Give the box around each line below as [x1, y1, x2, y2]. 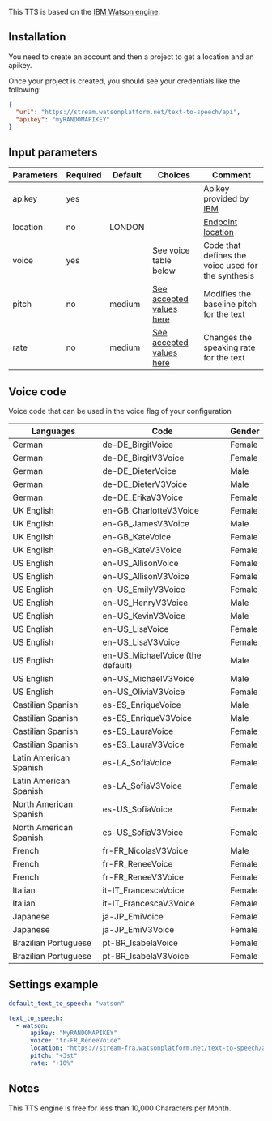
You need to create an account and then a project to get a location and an [8, 52, 254, 62]
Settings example [8, 978, 99, 991]
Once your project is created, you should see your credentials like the [8, 76, 240, 86]
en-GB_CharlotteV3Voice [102, 505, 200, 516]
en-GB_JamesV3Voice [102, 518, 190, 529]
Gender [230, 425, 260, 437]
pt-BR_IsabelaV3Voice [102, 950, 189, 961]
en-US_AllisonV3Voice [102, 570, 190, 582]
